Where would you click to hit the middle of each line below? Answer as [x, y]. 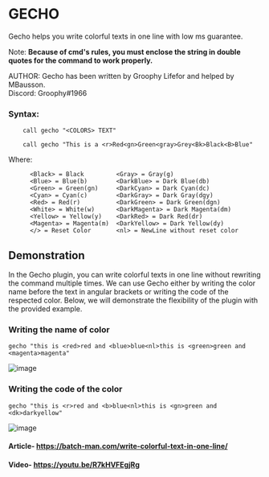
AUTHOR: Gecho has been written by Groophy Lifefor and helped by [121, 76]
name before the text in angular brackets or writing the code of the [118, 292]
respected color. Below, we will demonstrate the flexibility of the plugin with [133, 300]
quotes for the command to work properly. [81, 60]
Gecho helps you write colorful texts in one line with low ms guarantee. [126, 36]
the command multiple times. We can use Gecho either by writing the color [132, 283]
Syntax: [24, 113]
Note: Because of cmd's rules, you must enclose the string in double [124, 51]
